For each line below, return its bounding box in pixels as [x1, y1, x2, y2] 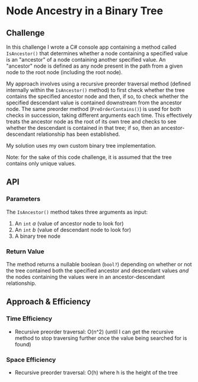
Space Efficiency [6, 355, 56, 364]
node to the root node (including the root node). [6, 69, 123, 75]
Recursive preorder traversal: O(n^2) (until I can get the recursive [14, 328, 174, 335]
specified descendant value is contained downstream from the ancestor [6, 99, 182, 106]
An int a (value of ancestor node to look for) [14, 219, 124, 227]
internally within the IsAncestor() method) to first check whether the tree [6, 87, 185, 93]
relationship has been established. [36, 130, 120, 138]
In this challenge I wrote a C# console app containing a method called [6, 43, 177, 50]
